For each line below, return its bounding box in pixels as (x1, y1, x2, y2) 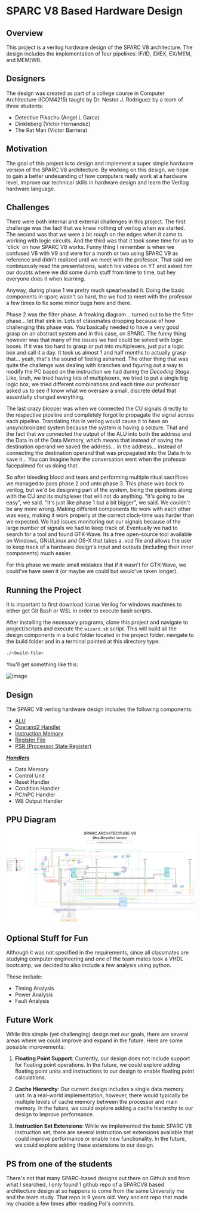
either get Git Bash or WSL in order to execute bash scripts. (6, 607, 152, 614)
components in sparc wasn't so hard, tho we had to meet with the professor (6, 293, 193, 300)
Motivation (6, 144, 48, 154)
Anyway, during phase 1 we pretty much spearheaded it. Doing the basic (6, 287, 185, 294)
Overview (6, 28, 44, 38)
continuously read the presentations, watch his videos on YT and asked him (6, 263, 193, 270)
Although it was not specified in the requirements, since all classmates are (6, 949, 189, 956)
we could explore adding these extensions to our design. (14, 1141, 155, 1149)
